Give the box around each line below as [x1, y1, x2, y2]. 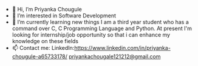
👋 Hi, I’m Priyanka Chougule [12, 6, 82, 13]
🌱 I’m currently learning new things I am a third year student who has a [12, 19, 189, 25]
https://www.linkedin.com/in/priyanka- [73, 44, 171, 51]
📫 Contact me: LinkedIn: [12, 44, 75, 51]
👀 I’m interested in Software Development [12, 12, 117, 19]
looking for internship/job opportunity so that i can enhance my [12, 31, 171, 38]
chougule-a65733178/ [12, 53, 68, 60]
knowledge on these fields [12, 38, 79, 44]
